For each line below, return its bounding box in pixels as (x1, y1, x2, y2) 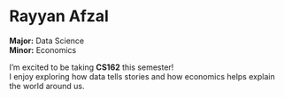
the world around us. (9, 80, 86, 91)
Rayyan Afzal (9, 6, 109, 26)
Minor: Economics (9, 44, 77, 55)
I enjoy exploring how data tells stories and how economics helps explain (9, 71, 276, 81)
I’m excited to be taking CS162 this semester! (9, 62, 174, 72)
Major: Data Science (9, 35, 85, 46)
